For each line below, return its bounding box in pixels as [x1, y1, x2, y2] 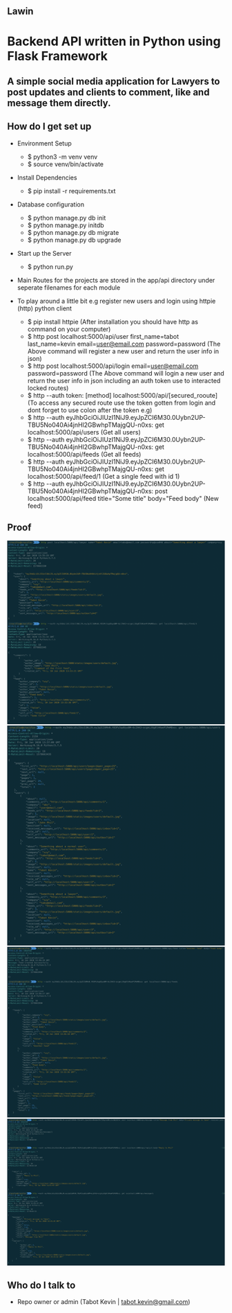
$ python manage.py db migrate [27, 228, 119, 236]
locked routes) [27, 384, 69, 392]
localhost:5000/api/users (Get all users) [27, 428, 141, 436]
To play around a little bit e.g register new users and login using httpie [17, 297, 216, 305]
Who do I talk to [7, 1279, 76, 1291]
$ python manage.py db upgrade [27, 236, 122, 244]
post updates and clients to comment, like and [7, 86, 210, 98]
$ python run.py [27, 263, 74, 271]
